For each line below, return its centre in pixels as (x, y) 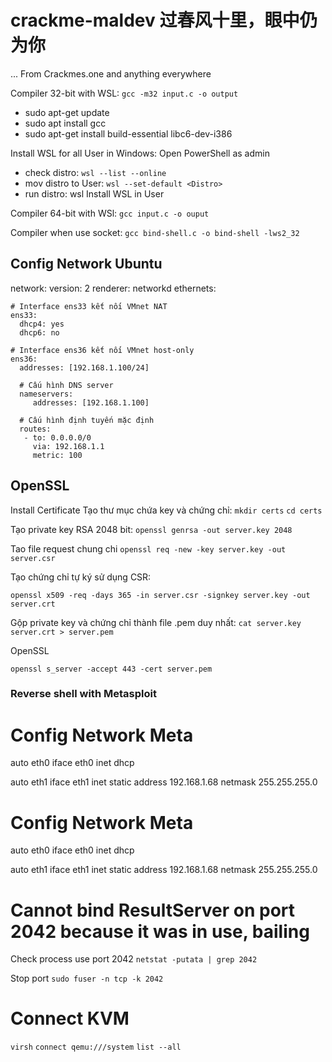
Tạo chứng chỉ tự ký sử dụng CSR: (81, 577)
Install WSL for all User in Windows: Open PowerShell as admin (140, 153)
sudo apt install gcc (65, 123)
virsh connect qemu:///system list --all (96, 1047)
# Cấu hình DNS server (66, 385)
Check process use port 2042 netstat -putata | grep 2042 (134, 959)
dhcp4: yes (42, 324)
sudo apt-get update (67, 112)
